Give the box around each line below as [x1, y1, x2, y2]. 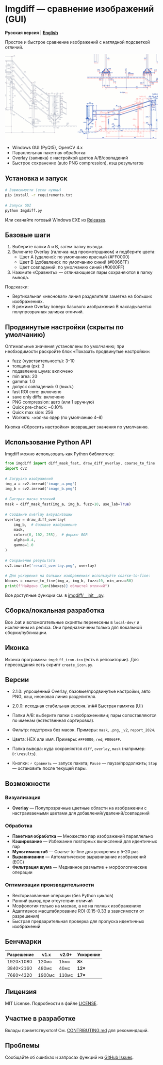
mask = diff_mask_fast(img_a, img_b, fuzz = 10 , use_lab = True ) [5, 502, 131, 507]
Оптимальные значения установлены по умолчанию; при [5, 343, 125, 350]
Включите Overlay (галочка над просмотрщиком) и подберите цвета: [12, 249, 156, 255]
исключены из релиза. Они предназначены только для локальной [5, 624, 142, 630]
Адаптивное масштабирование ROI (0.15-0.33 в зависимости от [12, 908, 145, 914]
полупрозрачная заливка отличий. [12, 309, 84, 315]
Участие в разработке [5, 1015, 76, 1023]
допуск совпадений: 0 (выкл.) [12, 384, 74, 390]
